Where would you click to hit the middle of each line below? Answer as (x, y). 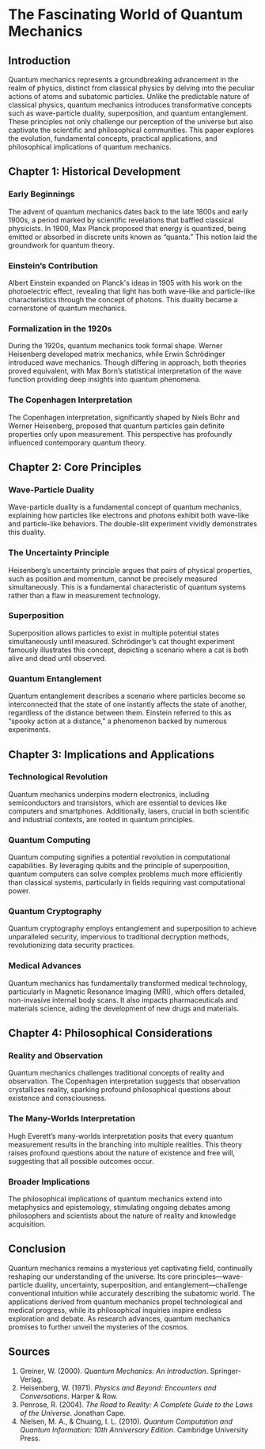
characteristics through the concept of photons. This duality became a (123, 299)
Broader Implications (49, 1182)
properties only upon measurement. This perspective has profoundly (120, 434)
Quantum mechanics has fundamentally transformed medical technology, (128, 983)
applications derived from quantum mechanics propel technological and (125, 1301)
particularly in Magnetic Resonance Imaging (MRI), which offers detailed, (127, 992)
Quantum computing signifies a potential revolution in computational (119, 857)
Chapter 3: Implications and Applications (112, 755)
